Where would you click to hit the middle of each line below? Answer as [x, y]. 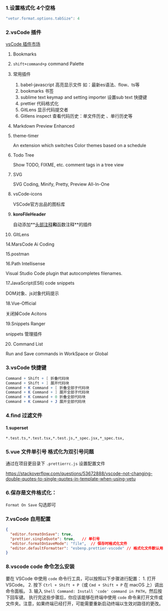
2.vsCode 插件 [23, 33]
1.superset [17, 428]
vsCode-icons [27, 194]
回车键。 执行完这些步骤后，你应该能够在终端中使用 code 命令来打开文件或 [86, 597]
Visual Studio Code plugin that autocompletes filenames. [64, 273]
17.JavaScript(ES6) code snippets [40, 283]
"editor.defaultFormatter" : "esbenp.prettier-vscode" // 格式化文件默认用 [87, 548]
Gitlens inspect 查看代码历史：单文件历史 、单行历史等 [76, 116]
